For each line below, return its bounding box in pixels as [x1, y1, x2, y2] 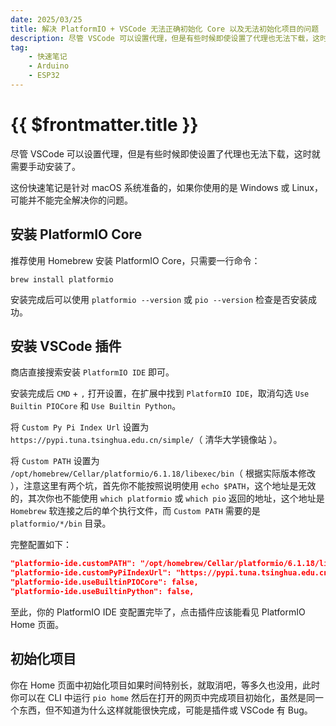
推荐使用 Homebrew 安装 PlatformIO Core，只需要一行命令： [10, 254, 261, 266]
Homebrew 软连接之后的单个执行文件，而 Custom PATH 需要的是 [10, 505, 261, 517]
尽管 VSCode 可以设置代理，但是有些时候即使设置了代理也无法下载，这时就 [10, 147, 321, 160]
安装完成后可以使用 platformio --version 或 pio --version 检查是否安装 [10, 293, 309, 305]
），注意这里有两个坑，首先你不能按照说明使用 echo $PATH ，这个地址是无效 [10, 480, 317, 492]
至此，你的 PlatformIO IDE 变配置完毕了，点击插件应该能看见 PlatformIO [10, 606, 306, 618]
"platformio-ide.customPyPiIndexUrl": [10, 568, 172, 578]
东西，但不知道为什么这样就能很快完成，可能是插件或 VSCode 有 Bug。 [18, 704, 313, 716]
